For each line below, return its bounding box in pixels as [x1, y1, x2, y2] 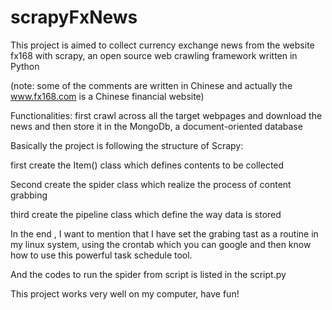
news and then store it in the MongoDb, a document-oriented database [10, 120, 303, 132]
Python [10, 60, 40, 72]
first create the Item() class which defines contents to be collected [10, 159, 285, 171]
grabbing [10, 189, 48, 201]
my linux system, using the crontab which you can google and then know [10, 238, 312, 250]
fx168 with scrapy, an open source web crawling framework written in [10, 49, 298, 61]
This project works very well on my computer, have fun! [10, 287, 240, 300]
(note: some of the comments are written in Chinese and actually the [10, 79, 293, 91]
